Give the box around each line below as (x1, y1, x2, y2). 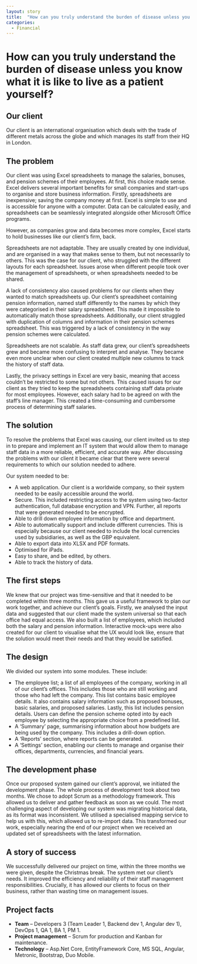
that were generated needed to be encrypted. (14, 509, 125, 516)
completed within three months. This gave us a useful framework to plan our (6, 597, 191, 604)
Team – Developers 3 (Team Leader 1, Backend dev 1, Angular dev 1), (14, 920, 182, 927)
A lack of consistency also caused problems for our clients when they (6, 287, 175, 294)
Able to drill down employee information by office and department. (14, 515, 176, 522)
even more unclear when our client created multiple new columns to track (6, 355, 184, 362)
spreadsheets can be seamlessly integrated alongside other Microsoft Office (6, 209, 192, 216)
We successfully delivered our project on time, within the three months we (6, 863, 186, 870)
